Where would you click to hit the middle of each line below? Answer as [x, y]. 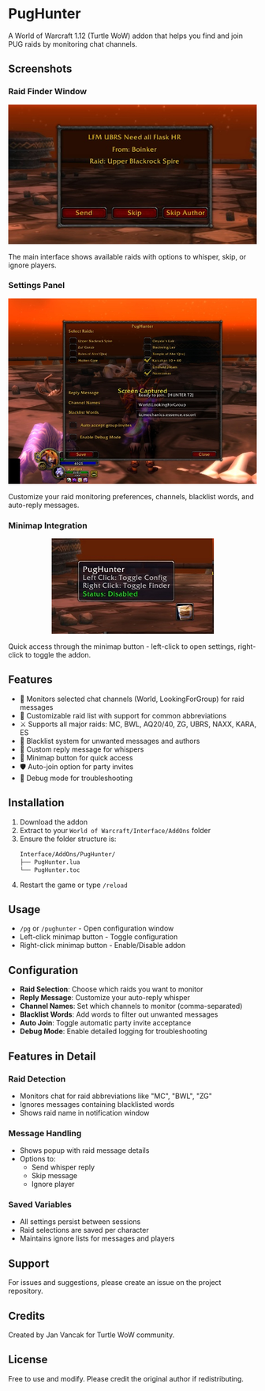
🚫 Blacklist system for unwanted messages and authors [110, 741]
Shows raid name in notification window [84, 1112]
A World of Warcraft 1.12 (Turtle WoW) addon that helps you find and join [125, 36]
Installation [36, 803]
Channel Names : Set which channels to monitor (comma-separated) [131, 1006]
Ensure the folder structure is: [68, 839]
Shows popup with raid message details [84, 1150]
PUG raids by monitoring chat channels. [73, 44]
